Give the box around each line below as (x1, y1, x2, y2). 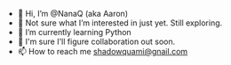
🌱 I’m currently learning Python (17, 27, 131, 37)
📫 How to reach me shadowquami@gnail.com (17, 47, 188, 56)
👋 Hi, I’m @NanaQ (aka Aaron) (17, 9, 129, 18)
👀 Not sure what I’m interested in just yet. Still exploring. (17, 18, 223, 28)
